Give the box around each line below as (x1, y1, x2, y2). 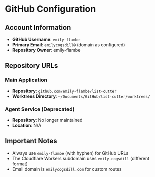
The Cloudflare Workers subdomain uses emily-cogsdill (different (12, 155, 150, 161)
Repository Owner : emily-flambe (12, 47, 81, 53)
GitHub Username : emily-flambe (12, 36, 80, 42)
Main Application (5, 76, 47, 83)
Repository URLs (5, 61, 58, 70)
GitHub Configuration (5, 3, 96, 15)
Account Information (5, 23, 71, 32)
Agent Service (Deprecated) (5, 106, 75, 113)
